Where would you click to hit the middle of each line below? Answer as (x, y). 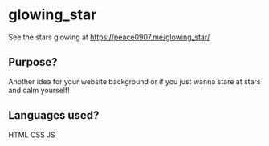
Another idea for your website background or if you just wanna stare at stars (134, 81)
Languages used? (54, 115)
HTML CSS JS (32, 135)
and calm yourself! (39, 90)
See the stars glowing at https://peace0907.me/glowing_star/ (109, 37)
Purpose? (33, 62)
